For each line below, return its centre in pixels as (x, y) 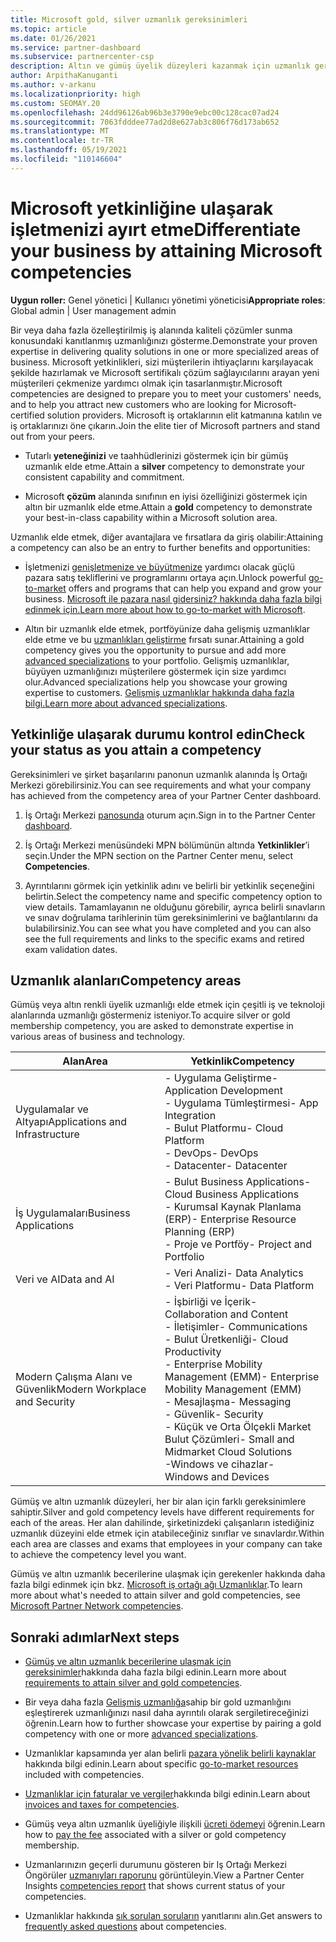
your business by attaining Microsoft (166, 250)
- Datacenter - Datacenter (226, 1166)
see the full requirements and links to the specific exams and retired (164, 938)
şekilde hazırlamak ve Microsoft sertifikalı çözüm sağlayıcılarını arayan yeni (165, 372)
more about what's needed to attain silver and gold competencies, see (155, 1595)
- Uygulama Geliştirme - (221, 1078)
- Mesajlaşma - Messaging (228, 1402)
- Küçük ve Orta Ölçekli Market (238, 1427)
